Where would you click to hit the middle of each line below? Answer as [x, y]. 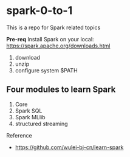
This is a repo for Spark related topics [53, 27]
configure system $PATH [46, 70]
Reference [19, 135]
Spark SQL [29, 111]
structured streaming [41, 124]
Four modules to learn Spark [61, 90]
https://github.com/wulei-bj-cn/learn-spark [69, 147]
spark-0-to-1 [39, 11]
